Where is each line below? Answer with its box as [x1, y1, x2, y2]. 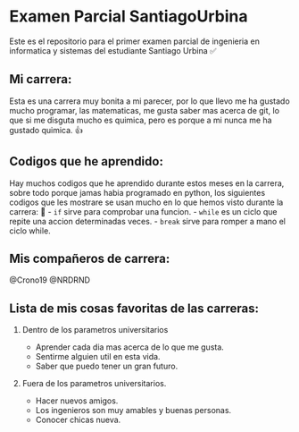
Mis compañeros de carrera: [9, 250, 170, 266]
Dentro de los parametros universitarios [21, 325, 169, 335]
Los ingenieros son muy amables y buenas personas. [35, 405, 232, 416]
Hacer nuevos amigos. [35, 395, 119, 406]
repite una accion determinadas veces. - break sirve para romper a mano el [9, 216, 286, 226]
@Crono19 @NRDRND [9, 275, 91, 285]
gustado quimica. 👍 [9, 124, 83, 135]
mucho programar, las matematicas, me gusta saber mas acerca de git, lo [9, 105, 279, 115]
